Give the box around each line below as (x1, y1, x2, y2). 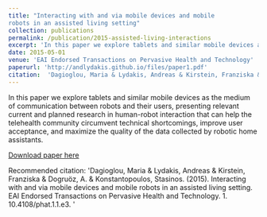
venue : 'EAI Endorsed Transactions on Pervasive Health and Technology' (8, 56, 254, 64)
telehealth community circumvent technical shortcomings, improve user (8, 118, 244, 127)
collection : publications (8, 26, 94, 34)
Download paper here (8, 150, 79, 160)
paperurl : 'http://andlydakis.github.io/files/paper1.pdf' (8, 64, 208, 72)
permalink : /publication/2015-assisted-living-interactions (8, 33, 212, 42)
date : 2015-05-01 (8, 48, 66, 56)
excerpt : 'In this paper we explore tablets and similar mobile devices (8, 41, 254, 49)
